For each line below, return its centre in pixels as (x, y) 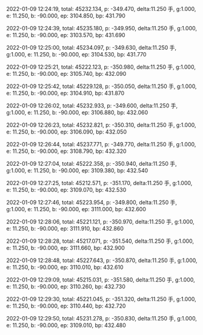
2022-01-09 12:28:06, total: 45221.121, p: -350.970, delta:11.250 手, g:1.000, (101, 222)
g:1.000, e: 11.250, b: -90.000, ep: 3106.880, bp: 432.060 (77, 112)
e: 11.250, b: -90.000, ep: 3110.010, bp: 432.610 (65, 267)
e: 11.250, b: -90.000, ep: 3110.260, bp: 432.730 (66, 286)
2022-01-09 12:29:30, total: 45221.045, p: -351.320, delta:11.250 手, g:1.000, (101, 299)
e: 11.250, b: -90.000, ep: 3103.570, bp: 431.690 (66, 35)
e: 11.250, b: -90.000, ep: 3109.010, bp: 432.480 (66, 325)
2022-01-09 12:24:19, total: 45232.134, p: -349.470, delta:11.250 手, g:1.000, (101, 9)
